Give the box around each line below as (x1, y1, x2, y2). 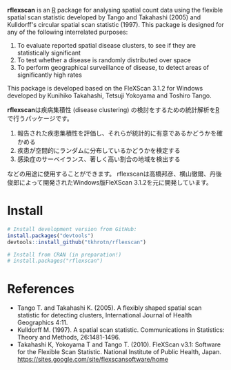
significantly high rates (17, 71, 83, 79)
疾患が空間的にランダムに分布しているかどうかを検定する (17, 147, 181, 154)
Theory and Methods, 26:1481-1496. (17, 333, 121, 342)
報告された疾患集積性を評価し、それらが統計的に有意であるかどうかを (17, 129, 217, 137)
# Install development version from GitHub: (7, 225, 137, 232)
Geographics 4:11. (17, 318, 68, 327)
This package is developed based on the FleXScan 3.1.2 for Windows (7, 84, 203, 92)
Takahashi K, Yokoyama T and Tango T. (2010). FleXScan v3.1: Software (17, 340, 221, 349)
